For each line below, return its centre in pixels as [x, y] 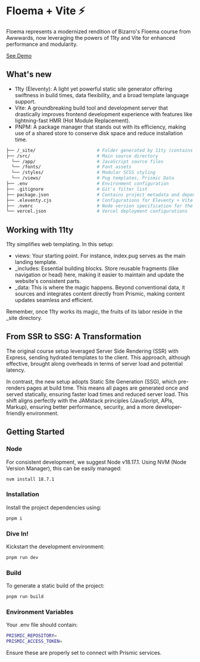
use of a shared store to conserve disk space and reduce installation [99, 133]
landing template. [36, 262]
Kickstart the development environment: [55, 546]
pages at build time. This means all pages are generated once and [107, 388]
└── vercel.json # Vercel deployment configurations [97, 212]
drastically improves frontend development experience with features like [103, 114]
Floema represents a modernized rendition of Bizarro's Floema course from [99, 31]
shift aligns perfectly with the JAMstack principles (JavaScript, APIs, [90, 400]
